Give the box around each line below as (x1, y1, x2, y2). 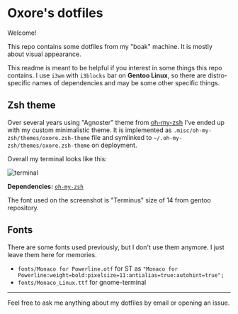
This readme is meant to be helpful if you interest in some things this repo (7, 63, 222, 72)
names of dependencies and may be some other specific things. (32, 78, 220, 87)
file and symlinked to (91, 133, 152, 141)
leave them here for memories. (7, 250, 97, 259)
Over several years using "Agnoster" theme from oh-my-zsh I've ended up (7, 118, 225, 126)
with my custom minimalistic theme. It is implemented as (7, 126, 172, 134)
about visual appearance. (7, 50, 81, 58)
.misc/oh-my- (173, 126, 212, 134)
